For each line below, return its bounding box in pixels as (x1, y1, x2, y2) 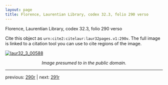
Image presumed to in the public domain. (41, 60, 126, 66)
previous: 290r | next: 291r (5, 74, 60, 80)
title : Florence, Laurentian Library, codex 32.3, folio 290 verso (5, 12, 149, 17)
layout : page (5, 7, 32, 12)
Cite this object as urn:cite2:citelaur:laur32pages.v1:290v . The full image (5, 35, 160, 41)
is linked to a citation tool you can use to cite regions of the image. (5, 40, 142, 46)
